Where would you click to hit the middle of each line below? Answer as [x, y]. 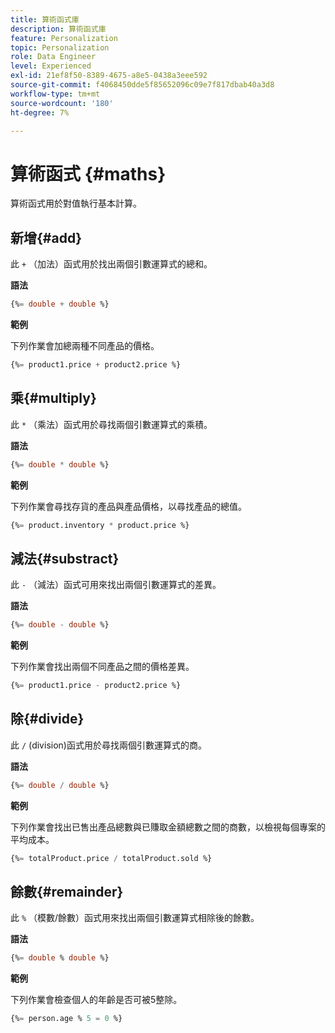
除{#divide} [47, 719]
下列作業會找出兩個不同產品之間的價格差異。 [102, 667]
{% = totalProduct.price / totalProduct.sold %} [111, 858]
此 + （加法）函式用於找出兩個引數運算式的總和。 [111, 264]
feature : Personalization [64, 38]
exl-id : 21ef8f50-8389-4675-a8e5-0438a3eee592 [109, 76]
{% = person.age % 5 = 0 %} [66, 1019]
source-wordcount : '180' [62, 103]
